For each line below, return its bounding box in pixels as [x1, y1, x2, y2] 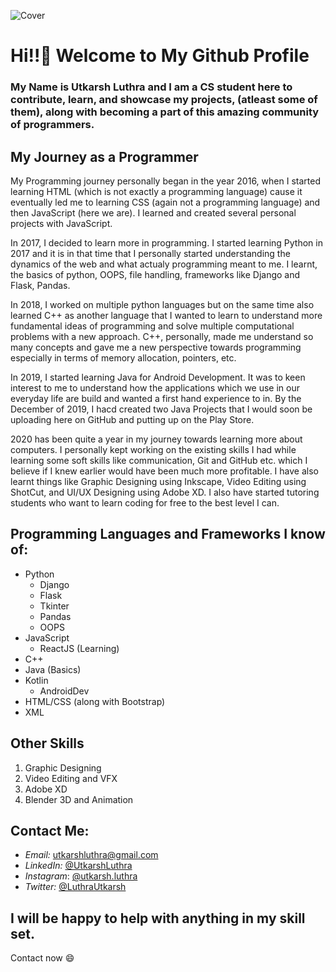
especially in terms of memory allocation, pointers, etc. [10, 351, 237, 364]
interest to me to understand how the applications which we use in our [10, 381, 300, 394]
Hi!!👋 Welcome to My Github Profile [10, 45, 310, 67]
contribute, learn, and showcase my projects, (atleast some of [10, 93, 318, 107]
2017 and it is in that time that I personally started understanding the [10, 247, 291, 259]
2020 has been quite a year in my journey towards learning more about [10, 433, 303, 445]
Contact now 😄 [10, 952, 75, 964]
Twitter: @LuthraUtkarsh [24, 881, 127, 893]
